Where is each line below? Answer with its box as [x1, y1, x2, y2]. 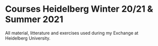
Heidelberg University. [5, 35, 51, 41]
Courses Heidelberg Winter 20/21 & [5, 3, 154, 15]
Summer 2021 [5, 14, 63, 25]
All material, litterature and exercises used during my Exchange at [5, 30, 139, 36]
